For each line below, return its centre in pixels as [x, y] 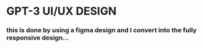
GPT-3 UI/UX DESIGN [61, 11]
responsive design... [38, 38]
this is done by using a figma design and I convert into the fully [102, 30]
